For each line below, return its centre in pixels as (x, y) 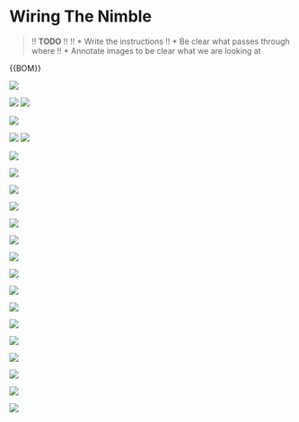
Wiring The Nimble (81, 17)
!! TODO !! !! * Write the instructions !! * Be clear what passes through (160, 41)
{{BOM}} (26, 68)
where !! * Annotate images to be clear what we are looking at (146, 50)
